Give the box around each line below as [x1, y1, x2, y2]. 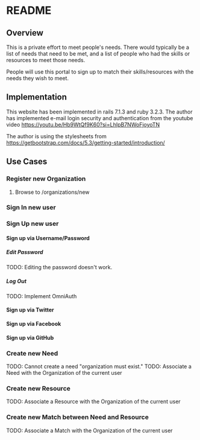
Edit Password [6, 248, 43, 255]
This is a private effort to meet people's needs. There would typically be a [6, 43, 190, 51]
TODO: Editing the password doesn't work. [6, 263, 113, 270]
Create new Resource [6, 384, 71, 392]
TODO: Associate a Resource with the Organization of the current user [6, 398, 181, 405]
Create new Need [6, 349, 58, 357]
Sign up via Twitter [6, 306, 54, 314]
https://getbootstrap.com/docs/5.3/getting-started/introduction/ [6, 139, 166, 146]
